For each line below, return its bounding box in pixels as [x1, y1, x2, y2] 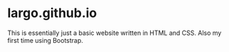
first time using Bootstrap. [7, 36, 84, 44]
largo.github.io [7, 5, 97, 21]
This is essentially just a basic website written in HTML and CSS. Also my [7, 28, 222, 37]
